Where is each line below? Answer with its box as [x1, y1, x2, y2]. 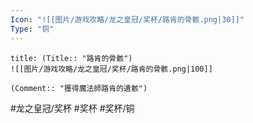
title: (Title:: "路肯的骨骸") [10, 53, 133, 63]
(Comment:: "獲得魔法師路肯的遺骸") [10, 83, 148, 93]
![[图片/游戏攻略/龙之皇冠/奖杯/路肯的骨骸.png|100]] [10, 64, 213, 74]
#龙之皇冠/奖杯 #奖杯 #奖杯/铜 [10, 102, 135, 114]
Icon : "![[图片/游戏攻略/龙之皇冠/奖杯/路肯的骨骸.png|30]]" [10, 14, 245, 25]
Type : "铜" [10, 24, 55, 34]
